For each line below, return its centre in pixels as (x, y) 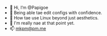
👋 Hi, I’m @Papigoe (29, 8)
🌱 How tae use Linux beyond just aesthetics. (54, 18)
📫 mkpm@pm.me (28, 28)
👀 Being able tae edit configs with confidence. (56, 13)
